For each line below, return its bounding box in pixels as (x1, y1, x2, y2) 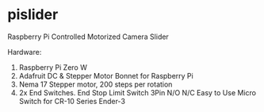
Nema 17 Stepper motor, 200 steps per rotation (18, 79, 173, 89)
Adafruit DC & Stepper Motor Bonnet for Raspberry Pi (18, 71, 193, 80)
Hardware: (7, 47, 42, 56)
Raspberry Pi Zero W (18, 62, 88, 72)
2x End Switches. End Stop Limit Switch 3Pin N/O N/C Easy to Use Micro (18, 87, 257, 97)
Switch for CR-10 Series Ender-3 (18, 96, 126, 106)
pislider (7, 6, 59, 24)
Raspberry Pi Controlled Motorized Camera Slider (7, 32, 170, 41)
